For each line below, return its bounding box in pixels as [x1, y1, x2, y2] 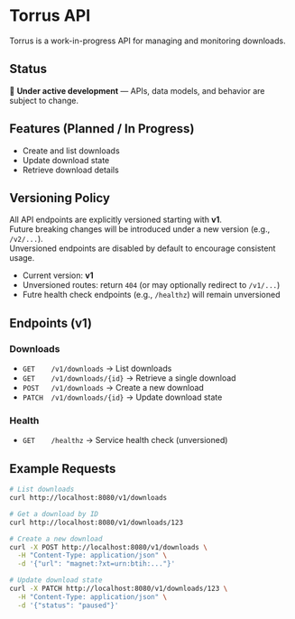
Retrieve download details [22, 164, 119, 175]
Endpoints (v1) [9, 315, 93, 330]
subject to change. [9, 95, 79, 106]
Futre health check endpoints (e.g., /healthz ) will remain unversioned [22, 290, 281, 300]
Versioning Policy [9, 190, 111, 206]
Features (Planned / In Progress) [9, 121, 195, 136]
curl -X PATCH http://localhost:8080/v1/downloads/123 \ [9, 584, 228, 594]
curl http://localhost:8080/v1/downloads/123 [9, 518, 183, 527]
